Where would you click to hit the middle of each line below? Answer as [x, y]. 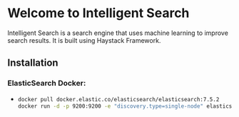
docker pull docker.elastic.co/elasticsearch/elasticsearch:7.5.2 [118, 99]
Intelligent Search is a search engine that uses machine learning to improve [118, 33]
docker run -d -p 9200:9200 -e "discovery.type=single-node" [111, 106]
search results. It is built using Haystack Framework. [84, 40]
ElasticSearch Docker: [47, 83]
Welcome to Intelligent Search [98, 13]
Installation [33, 63]
